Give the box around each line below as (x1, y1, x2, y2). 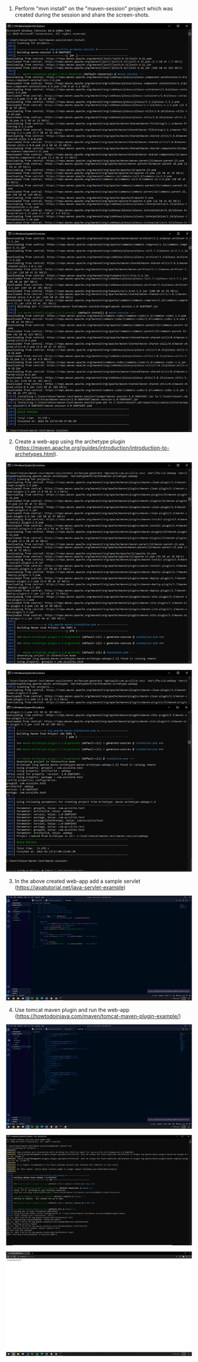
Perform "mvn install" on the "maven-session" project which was (14, 5, 173, 12)
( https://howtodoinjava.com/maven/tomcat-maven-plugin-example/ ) (14, 1012, 181, 1020)
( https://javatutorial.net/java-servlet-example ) (14, 884, 126, 891)
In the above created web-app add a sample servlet (14, 878, 141, 885)
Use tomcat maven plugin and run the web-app (14, 1006, 130, 1013)
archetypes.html (14, 450, 55, 457)
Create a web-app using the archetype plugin (14, 438, 126, 445)
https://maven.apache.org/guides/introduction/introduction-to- (16, 444, 170, 451)
